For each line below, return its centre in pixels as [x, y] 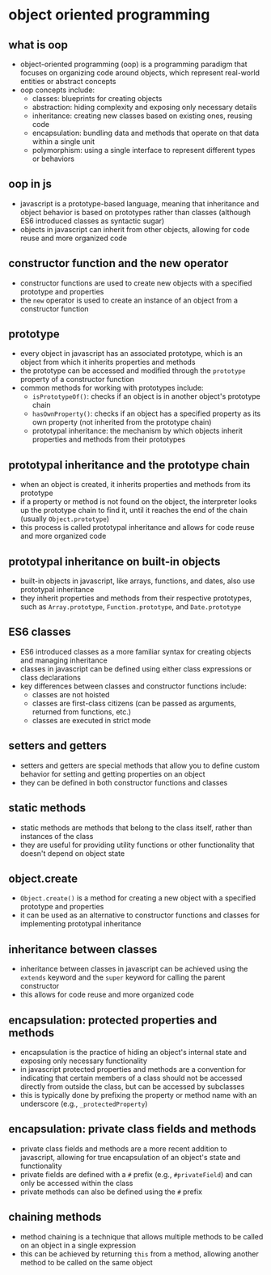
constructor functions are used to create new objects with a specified [136, 283]
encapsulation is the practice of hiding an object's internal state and [133, 1052]
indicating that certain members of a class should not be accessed [131, 1078]
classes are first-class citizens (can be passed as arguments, [134, 703]
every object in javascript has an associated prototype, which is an [131, 354]
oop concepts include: [57, 90]
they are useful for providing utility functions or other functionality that [137, 845]
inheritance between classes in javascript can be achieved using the [134, 969]
